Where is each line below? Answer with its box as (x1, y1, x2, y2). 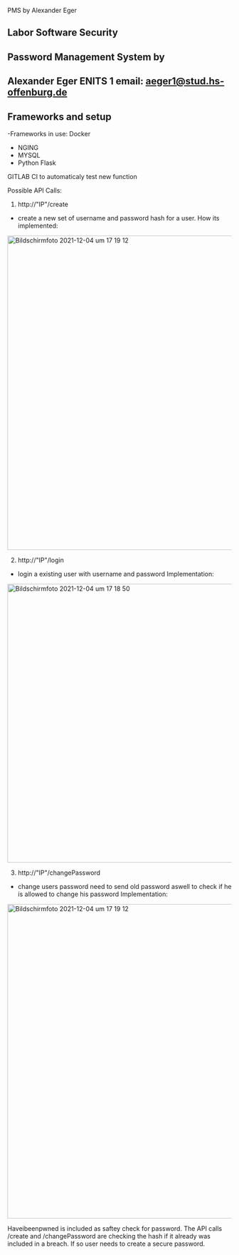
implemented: (17, 221, 58, 230)
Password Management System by (7, 51, 165, 63)
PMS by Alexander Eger (7, 6, 77, 14)
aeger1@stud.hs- (145, 75, 225, 88)
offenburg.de (7, 86, 68, 98)
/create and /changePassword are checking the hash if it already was (7, 1231, 211, 1240)
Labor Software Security (7, 26, 119, 39)
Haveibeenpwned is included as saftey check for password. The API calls (7, 1224, 223, 1233)
